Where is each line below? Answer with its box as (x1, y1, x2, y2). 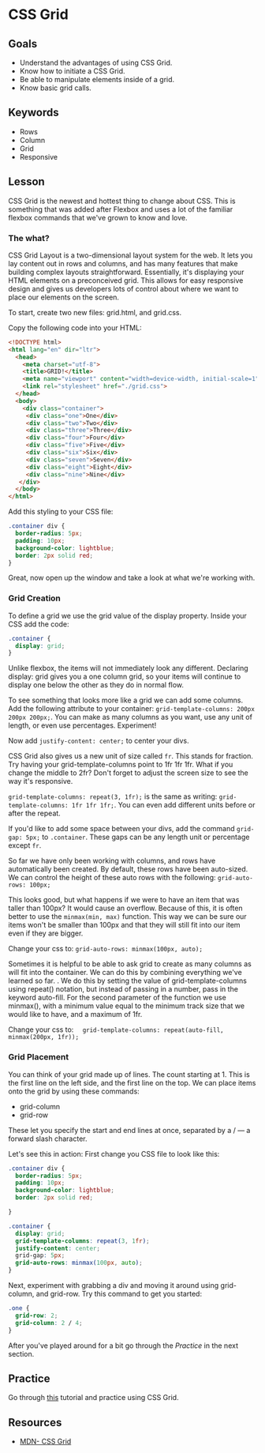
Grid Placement (8, 1052, 69, 1063)
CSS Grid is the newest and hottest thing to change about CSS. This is (8, 196, 236, 205)
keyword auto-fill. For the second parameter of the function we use (8, 993, 226, 1003)
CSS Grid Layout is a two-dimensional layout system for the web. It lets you (8, 250, 253, 260)
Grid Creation (8, 593, 62, 604)
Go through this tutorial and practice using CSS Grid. (8, 1393, 179, 1402)
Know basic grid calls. (19, 83, 92, 92)
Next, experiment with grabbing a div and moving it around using (8, 1281, 219, 1290)
